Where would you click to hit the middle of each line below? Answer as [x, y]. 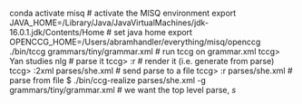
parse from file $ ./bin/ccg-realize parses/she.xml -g [108, 80]
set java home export [153, 32]
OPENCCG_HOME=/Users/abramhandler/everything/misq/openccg [135, 42]
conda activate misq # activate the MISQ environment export [123, 13]
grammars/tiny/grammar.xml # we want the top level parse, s [123, 90]
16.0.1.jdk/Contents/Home [57, 32]
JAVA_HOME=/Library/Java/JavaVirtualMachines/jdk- [109, 23]
